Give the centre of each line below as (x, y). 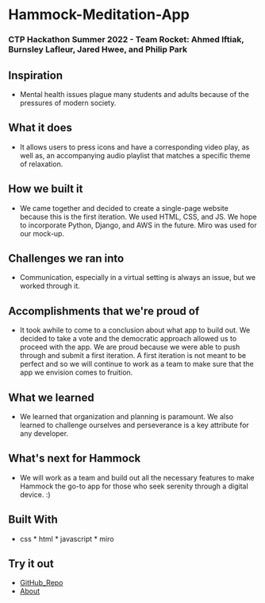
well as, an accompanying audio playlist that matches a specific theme (135, 155)
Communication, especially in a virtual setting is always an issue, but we (138, 278)
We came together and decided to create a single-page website (124, 208)
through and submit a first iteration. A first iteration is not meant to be (133, 356)
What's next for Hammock (75, 459)
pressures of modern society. (68, 103)
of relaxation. (41, 164)
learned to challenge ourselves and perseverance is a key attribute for (134, 425)
